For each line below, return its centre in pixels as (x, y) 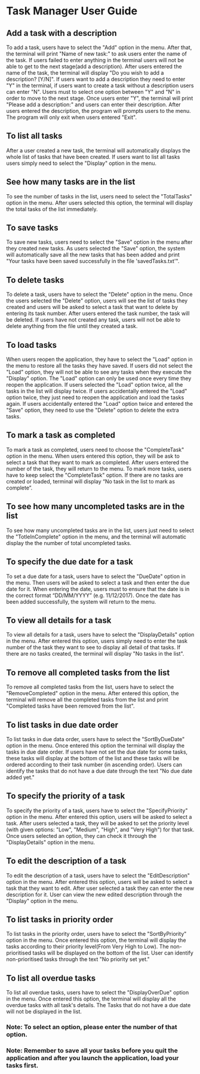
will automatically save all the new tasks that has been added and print (93, 255)
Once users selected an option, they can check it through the (81, 836)
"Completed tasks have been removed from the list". (71, 706)
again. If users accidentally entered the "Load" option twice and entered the (99, 404)
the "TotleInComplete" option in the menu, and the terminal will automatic (96, 537)
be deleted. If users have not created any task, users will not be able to (93, 320)
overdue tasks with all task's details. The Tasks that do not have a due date (99, 1005)
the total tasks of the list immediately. (52, 209)
